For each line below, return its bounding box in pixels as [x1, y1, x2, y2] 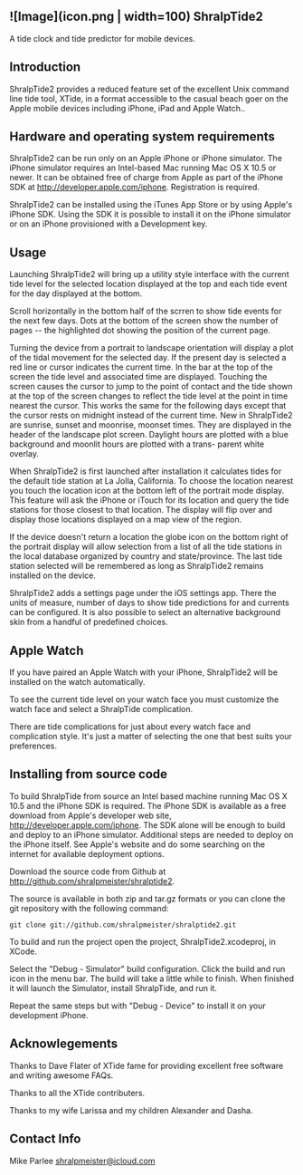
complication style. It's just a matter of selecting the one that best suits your [9, 731, 292, 742]
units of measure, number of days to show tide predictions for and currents [9, 597, 289, 608]
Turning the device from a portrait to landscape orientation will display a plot [9, 342, 294, 353]
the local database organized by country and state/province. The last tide [9, 551, 283, 562]
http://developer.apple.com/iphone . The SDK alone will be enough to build [9, 819, 286, 830]
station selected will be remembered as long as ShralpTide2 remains [9, 561, 264, 572]
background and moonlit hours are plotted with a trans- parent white [9, 438, 265, 449]
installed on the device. [9, 570, 97, 581]
